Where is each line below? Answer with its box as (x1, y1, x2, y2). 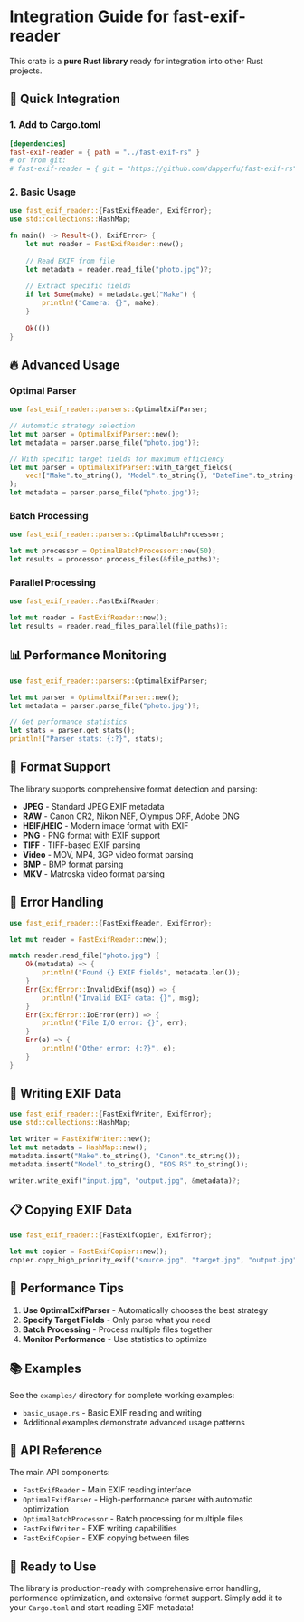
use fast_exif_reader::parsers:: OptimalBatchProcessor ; (9, 530, 224, 540)
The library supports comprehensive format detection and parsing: (9, 783, 258, 794)
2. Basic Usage (9, 186, 77, 198)
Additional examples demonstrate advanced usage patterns (22, 1416, 246, 1427)
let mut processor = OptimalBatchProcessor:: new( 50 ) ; (9, 546, 217, 556)
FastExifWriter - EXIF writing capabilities (22, 1523, 178, 1534)
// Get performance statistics (9, 717, 128, 726)
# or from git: (9, 156, 67, 165)
